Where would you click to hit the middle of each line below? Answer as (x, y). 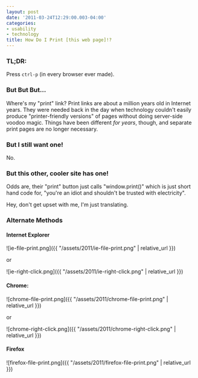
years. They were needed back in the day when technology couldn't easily (99, 109)
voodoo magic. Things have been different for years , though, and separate (99, 122)
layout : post (23, 12)
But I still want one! (35, 145)
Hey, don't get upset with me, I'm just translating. (67, 205)
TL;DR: (17, 61)
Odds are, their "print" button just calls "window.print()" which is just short (99, 187)
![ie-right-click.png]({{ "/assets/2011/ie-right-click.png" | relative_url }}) (95, 272)
